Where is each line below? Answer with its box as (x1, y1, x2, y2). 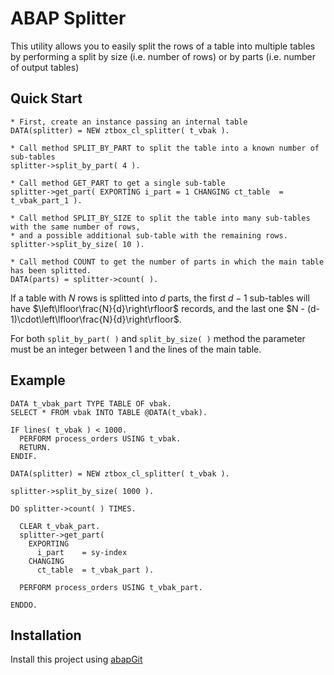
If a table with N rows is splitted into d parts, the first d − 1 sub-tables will (10, 292, 310, 304)
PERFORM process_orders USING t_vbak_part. (19, 582, 203, 592)
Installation (10, 627, 82, 644)
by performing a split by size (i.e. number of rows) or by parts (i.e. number (10, 50, 317, 62)
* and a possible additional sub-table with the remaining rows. (10, 230, 288, 241)
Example (10, 372, 66, 389)
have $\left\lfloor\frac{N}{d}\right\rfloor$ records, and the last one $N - (10, 302, 306, 314)
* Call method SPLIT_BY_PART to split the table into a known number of (10, 143, 320, 153)
